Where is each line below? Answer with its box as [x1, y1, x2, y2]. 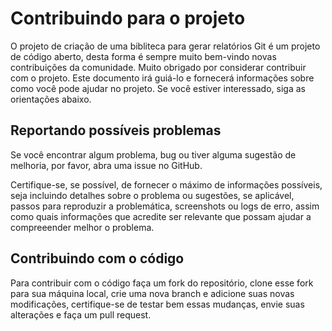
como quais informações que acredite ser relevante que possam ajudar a [10, 210, 312, 222]
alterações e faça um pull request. [10, 308, 152, 321]
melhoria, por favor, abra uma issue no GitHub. [10, 159, 203, 171]
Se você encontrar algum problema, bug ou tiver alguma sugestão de [10, 148, 297, 161]
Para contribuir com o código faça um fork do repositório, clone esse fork [10, 277, 314, 289]
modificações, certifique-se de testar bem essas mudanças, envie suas [10, 298, 305, 310]
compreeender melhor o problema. [10, 221, 155, 233]
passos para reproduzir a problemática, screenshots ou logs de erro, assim [10, 200, 320, 212]
